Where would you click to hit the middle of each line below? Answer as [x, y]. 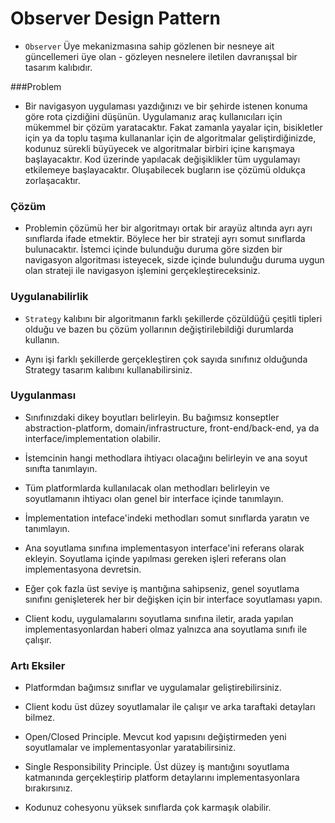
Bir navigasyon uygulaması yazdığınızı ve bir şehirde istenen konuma [166, 106]
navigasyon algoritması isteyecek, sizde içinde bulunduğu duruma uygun [174, 260]
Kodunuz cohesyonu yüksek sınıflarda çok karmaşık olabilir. [148, 808]
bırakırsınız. [48, 788]
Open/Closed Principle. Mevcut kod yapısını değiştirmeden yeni [155, 737]
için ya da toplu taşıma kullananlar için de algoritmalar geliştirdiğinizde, [170, 138]
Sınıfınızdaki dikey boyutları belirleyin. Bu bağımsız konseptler [152, 417]
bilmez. [40, 718]
